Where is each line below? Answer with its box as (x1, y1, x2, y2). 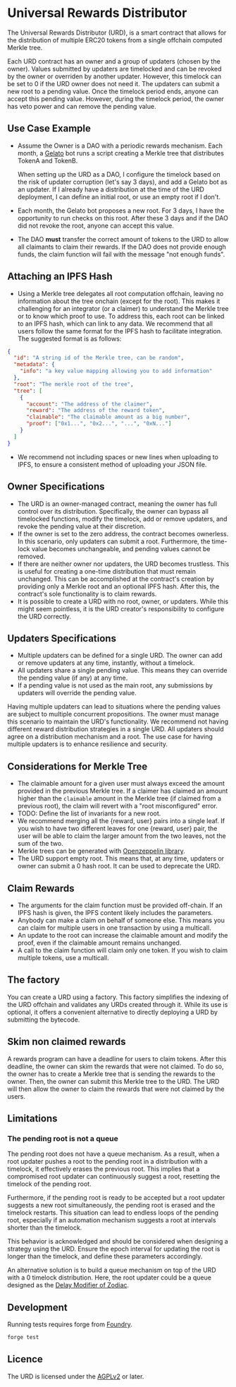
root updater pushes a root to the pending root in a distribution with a (7, 1157, 208, 1166)
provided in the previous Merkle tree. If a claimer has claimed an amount (17, 786, 228, 796)
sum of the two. (17, 839, 63, 848)
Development (7, 1302, 68, 1314)
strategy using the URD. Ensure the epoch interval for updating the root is (7, 1245, 221, 1253)
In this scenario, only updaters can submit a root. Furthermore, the (17, 537, 211, 545)
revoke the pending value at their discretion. (17, 521, 146, 531)
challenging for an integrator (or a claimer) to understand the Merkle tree (17, 304, 229, 312)
